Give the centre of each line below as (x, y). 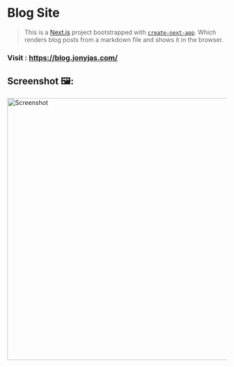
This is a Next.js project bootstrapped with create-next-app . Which (120, 32)
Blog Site (34, 13)
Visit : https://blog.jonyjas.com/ (63, 57)
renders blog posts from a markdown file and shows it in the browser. (124, 39)
